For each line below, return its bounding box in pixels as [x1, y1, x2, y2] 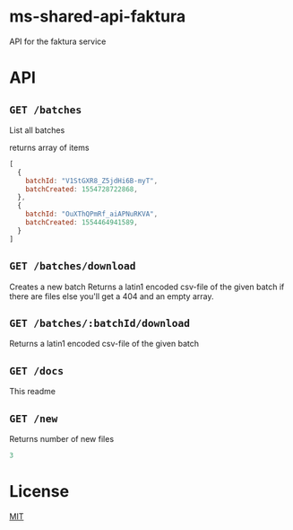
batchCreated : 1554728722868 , [25, 184, 139, 194]
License [9, 481, 70, 501]
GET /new [9, 411, 58, 425]
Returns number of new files [9, 433, 115, 444]
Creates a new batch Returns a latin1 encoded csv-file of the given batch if [9, 281, 285, 292]
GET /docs [9, 364, 65, 377]
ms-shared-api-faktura [9, 6, 186, 27]
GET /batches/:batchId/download [9, 316, 191, 330]
